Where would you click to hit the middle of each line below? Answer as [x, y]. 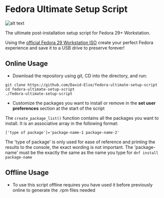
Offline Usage [27, 173]
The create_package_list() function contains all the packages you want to [82, 118]
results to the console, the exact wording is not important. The [69, 147]
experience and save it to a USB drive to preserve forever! [65, 48]
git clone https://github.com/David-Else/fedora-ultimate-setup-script [81, 85]
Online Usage [27, 64]
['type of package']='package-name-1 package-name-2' [62, 132]
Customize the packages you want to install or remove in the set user [84, 103]
